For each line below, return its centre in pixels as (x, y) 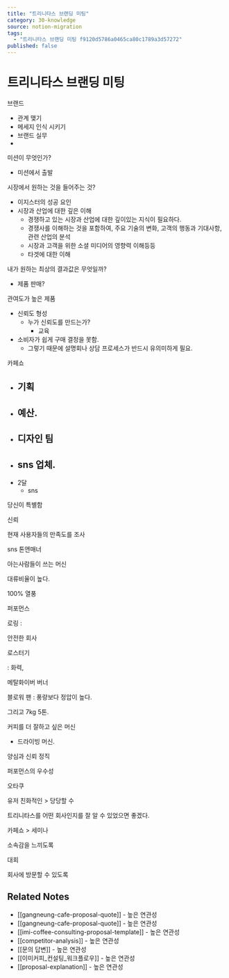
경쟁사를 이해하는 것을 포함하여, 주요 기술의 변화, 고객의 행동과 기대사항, (125, 228)
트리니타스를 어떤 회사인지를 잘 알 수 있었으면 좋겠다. (78, 815)
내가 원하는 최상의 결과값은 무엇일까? (57, 269)
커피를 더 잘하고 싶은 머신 (42, 726)
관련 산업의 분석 (49, 237)
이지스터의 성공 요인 (44, 202)
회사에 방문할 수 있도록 (38, 874)
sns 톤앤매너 (24, 549)
